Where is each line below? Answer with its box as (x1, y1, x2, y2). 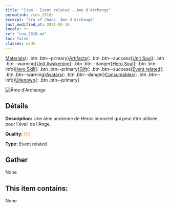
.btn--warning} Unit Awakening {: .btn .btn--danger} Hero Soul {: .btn (5, 60, 146, 67)
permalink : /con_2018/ (5, 12, 54, 17)
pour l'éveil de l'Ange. (5, 121, 51, 127)
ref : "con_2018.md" (5, 31, 47, 36)
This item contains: (5, 184, 68, 193)
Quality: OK (5, 130, 31, 137)
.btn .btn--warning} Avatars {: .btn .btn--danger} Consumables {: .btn (5, 71, 147, 78)
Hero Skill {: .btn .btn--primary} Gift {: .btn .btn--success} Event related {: (15, 66, 164, 72)
